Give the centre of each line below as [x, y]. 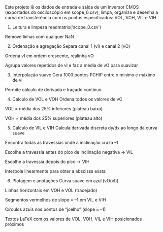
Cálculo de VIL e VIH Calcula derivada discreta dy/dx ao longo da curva [85, 128]
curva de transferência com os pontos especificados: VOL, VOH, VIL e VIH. [81, 17]
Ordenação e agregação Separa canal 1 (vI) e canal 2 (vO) [71, 46]
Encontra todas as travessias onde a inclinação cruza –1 [62, 143]
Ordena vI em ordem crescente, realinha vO [49, 56]
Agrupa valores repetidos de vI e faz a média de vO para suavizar [72, 65]
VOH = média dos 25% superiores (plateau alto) [54, 118]
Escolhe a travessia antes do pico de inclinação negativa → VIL [69, 152]
